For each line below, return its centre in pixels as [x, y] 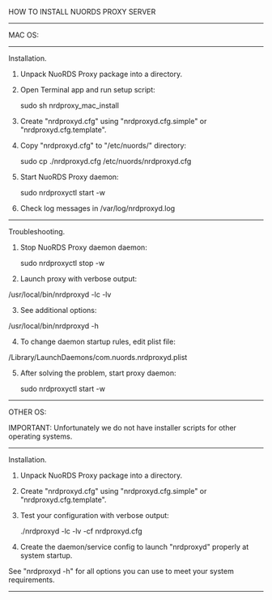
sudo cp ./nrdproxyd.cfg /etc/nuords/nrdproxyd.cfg [106, 161]
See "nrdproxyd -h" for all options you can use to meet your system [121, 571]
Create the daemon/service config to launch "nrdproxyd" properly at [134, 547]
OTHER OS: [28, 412]
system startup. [46, 555]
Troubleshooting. [37, 231]
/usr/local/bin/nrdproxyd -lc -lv [60, 294]
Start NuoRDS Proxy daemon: [69, 177]
